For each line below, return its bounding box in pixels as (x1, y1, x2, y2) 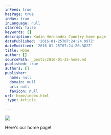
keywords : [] (5, 30, 32, 35)
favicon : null (9, 89, 38, 94)
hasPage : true (5, 12, 34, 17)
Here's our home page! (5, 125, 52, 131)
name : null (9, 75, 32, 80)
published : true (5, 61, 38, 66)
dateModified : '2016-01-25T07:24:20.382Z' (5, 43, 93, 48)
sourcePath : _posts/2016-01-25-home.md (5, 57, 87, 62)
